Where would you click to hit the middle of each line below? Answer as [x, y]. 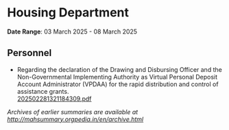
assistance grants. [43, 91]
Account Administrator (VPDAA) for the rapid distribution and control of [118, 84]
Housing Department [68, 13]
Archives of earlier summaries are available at [73, 112]
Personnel [29, 53]
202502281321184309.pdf [54, 99]
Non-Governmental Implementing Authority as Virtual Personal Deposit [117, 77]
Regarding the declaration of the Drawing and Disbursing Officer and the [120, 69]
